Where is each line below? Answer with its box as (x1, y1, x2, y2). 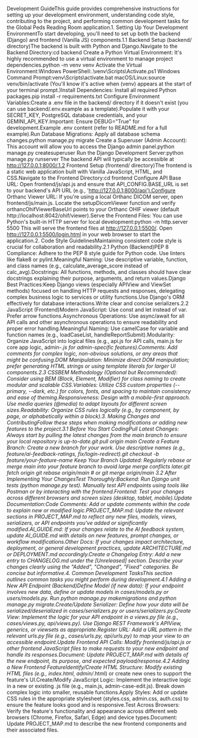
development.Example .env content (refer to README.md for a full (6, 124, 167, 131)
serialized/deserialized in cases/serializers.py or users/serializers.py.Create (6, 608, 191, 614)
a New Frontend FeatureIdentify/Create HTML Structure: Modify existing (6, 664, 183, 671)
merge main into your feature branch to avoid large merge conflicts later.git (6, 463, 190, 470)
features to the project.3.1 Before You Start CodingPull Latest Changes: (6, 425, 179, 432)
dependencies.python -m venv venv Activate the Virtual (6, 61, 142, 68)
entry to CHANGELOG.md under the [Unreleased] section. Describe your (6, 557, 183, 564)
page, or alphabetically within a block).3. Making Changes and (6, 413, 160, 420)
